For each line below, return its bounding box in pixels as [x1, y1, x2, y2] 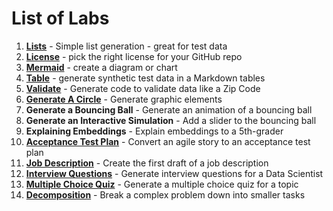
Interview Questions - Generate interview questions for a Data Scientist [25, 167, 324, 179]
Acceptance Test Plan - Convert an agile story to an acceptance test [25, 135, 311, 147]
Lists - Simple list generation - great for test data [25, 40, 228, 52]
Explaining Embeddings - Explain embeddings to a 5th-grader [25, 125, 284, 137]
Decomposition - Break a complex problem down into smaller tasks [25, 188, 306, 201]
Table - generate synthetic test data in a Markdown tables [25, 72, 266, 84]
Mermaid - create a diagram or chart [25, 61, 178, 73]
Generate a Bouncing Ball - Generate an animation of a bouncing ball [25, 103, 313, 116]
